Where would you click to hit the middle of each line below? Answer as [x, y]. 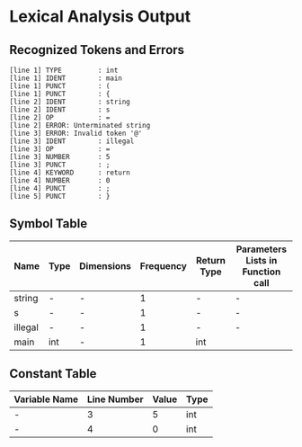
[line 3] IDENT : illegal [72, 141]
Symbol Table [49, 223]
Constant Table [53, 374]
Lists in [262, 260]
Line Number [115, 399]
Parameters [262, 249]
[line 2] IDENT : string [70, 102]
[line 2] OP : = [60, 118]
